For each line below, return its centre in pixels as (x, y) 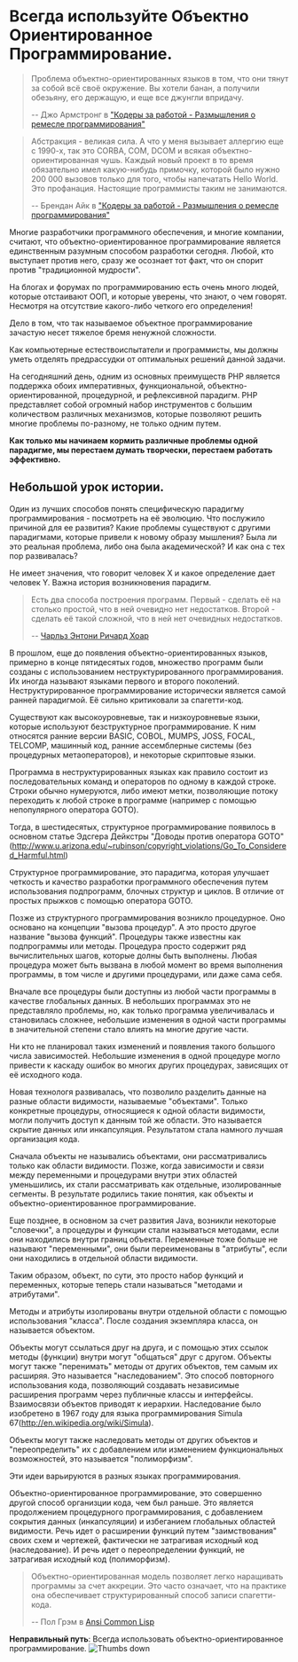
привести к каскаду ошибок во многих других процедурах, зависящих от (149, 1065)
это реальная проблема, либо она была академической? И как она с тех (147, 546)
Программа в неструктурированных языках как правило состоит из (139, 772)
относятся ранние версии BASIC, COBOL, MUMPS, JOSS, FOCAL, (132, 736)
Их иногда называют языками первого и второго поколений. (124, 681)
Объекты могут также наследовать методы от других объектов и (133, 1439)
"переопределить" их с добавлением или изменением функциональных (146, 1449)
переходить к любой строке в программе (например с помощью (133, 800)
